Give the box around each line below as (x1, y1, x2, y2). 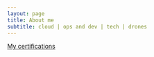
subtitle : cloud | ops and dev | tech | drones (7, 23, 148, 30)
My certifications (7, 42, 55, 51)
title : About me (7, 17, 54, 24)
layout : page (7, 10, 45, 17)
